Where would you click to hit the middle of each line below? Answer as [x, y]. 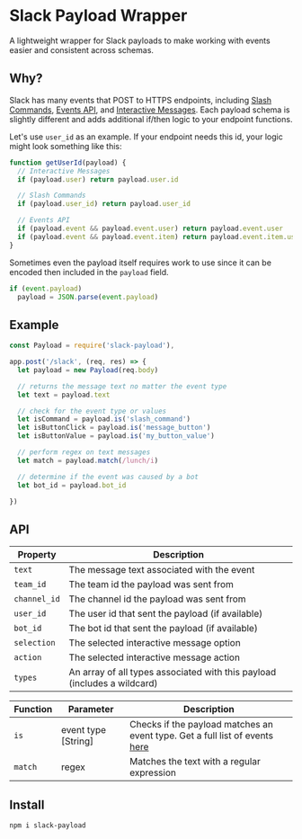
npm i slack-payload [48, 826]
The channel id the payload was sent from [157, 599]
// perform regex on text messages [84, 452]
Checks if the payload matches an [202, 725]
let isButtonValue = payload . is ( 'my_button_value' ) [116, 436]
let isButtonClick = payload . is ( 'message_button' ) [114, 428]
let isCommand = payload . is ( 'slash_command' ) [104, 419]
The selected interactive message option [155, 643]
